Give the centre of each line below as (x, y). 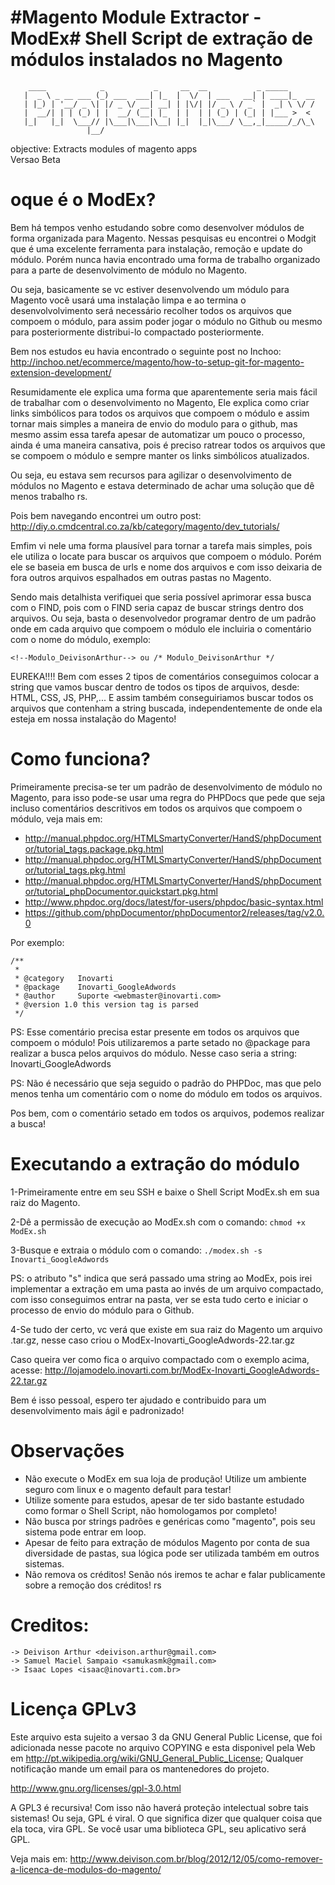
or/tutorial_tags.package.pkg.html (94, 848)
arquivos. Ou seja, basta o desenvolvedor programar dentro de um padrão (163, 618)
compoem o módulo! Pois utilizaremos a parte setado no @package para (160, 1042)
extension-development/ (61, 372)
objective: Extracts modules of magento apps (104, 148)
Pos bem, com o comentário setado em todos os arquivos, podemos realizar (167, 1113)
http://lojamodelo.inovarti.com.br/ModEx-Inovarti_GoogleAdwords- (182, 1370)
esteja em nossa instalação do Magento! (93, 718)
